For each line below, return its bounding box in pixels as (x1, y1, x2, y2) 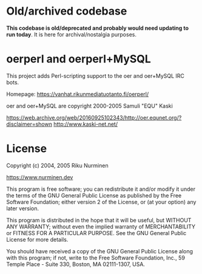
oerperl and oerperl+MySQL (6, 52, 152, 66)
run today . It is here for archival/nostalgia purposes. (6, 30, 136, 38)
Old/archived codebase (6, 4, 127, 18)
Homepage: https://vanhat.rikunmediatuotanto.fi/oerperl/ (6, 90, 149, 98)
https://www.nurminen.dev (6, 173, 73, 180)
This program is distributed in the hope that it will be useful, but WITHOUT (6, 216, 192, 224)
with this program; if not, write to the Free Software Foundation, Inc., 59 (6, 254, 185, 261)
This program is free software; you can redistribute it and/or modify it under (6, 185, 196, 193)
